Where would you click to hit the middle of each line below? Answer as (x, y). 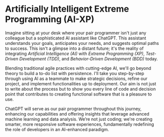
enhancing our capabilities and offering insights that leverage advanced (77, 114)
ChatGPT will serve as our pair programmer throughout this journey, (73, 109)
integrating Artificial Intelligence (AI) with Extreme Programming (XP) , (75, 53)
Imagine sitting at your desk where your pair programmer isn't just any (76, 33)
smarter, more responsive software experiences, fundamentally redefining (80, 124)
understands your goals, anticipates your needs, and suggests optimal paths (82, 43)
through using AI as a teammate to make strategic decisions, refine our (76, 78)
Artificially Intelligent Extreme (67, 9)
